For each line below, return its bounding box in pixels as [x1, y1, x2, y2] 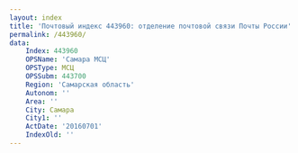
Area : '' [25, 96, 59, 106]
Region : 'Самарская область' [25, 80, 135, 89]
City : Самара [25, 105, 75, 114]
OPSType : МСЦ [25, 64, 75, 73]
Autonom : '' [25, 88, 70, 97]
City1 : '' [25, 113, 63, 122]
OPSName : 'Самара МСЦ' [25, 55, 111, 64]
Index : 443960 [25, 47, 78, 56]
